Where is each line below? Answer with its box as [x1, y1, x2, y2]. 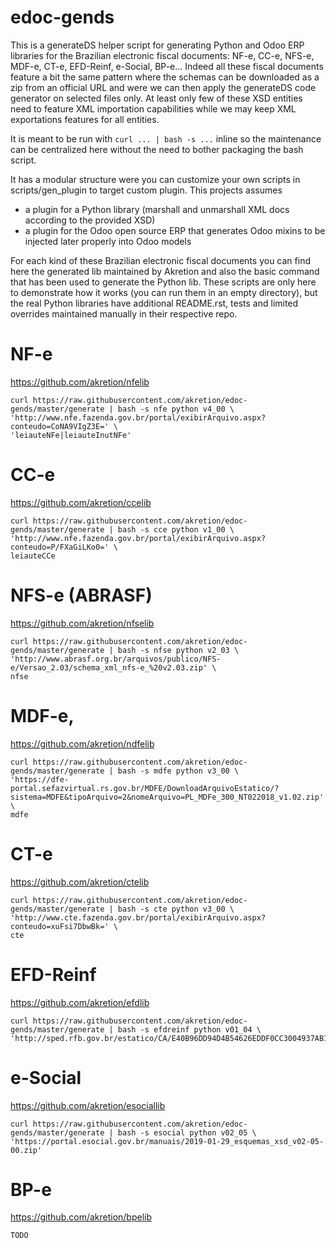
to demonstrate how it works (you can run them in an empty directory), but [10, 286, 318, 298]
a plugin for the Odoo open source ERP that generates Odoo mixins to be [24, 224, 326, 236]
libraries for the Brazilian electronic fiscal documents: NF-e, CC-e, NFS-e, [10, 49, 315, 61]
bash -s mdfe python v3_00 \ [117, 766, 240, 776]
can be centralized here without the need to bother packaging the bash [10, 143, 304, 155]
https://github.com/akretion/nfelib [10, 376, 150, 388]
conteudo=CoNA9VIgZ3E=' [10, 421, 110, 431]
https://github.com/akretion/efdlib [10, 996, 150, 1008]
